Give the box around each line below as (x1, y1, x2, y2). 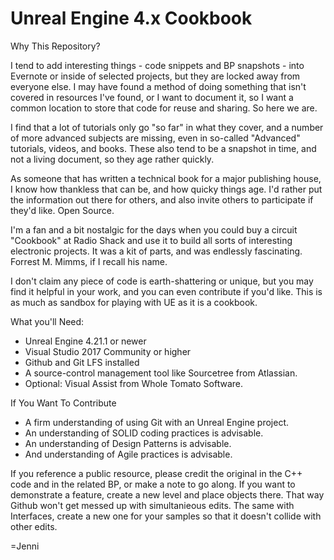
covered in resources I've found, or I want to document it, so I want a (10, 91, 294, 103)
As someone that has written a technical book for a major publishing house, (10, 172, 322, 184)
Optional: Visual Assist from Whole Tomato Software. (24, 377, 244, 389)
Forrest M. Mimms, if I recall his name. (10, 255, 168, 267)
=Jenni (10, 540, 40, 552)
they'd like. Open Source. (10, 204, 115, 216)
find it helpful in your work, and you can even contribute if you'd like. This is (10, 285, 323, 297)
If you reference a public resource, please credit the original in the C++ (10, 467, 303, 479)
